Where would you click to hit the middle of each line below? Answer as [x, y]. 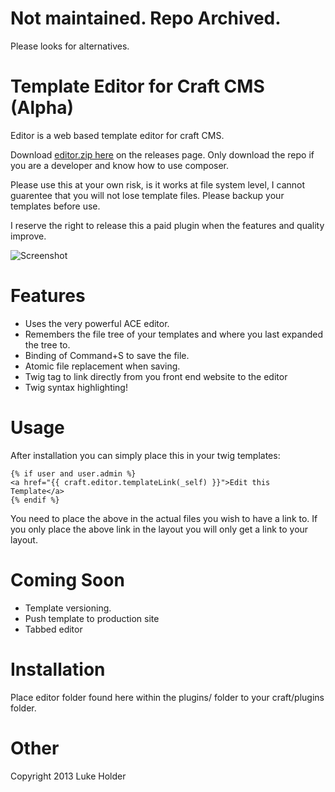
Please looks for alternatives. [70, 46]
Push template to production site [92, 618]
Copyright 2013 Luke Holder [68, 776]
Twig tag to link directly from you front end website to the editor [156, 376]
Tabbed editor [53, 629]
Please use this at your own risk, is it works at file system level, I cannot [158, 184]
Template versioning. [68, 608]
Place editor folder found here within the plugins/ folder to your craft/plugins [167, 697]
